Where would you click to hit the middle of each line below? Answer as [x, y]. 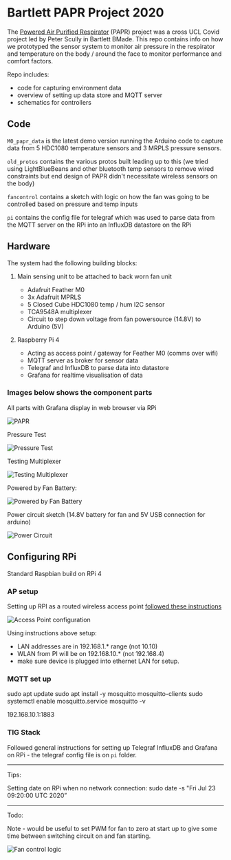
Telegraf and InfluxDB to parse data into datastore [98, 367]
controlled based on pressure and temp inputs [73, 204]
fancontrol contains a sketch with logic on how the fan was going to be [108, 196]
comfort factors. [30, 61]
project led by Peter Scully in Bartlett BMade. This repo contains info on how [115, 39]
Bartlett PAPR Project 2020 [86, 13]
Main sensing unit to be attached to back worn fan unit [94, 276]
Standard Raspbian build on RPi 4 [54, 573]
